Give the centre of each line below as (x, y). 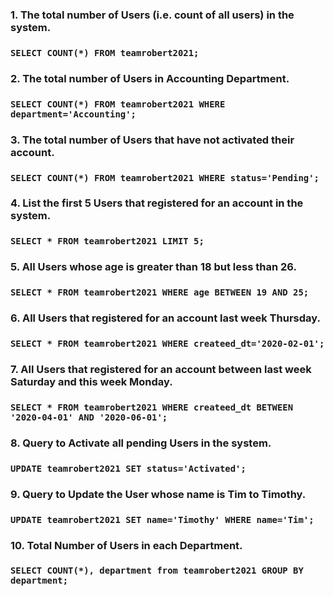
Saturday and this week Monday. (91, 381)
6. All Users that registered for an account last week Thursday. (165, 318)
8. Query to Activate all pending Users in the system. (141, 443)
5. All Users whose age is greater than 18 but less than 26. (153, 267)
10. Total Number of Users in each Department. (126, 545)
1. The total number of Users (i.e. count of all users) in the (152, 15)
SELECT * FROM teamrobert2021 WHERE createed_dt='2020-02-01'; (167, 344)
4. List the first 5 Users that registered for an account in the (157, 203)
